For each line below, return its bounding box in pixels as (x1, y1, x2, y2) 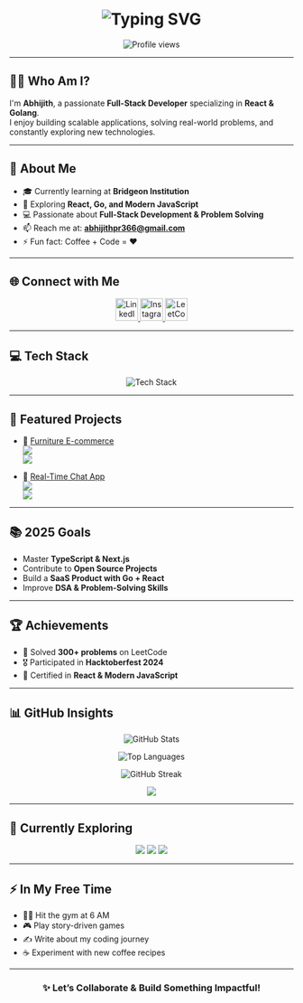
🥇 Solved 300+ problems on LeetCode (22, 646, 168, 657)
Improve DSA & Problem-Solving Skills (22, 582, 169, 593)
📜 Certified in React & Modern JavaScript (22, 670, 179, 680)
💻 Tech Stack (9, 348, 89, 363)
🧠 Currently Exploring (9, 820, 133, 836)
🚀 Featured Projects (9, 411, 123, 427)
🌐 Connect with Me (9, 274, 120, 289)
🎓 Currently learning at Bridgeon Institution (22, 185, 189, 196)
